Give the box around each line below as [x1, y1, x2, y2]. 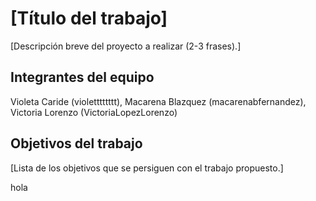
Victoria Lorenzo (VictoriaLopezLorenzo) [10, 106, 178, 118]
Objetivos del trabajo [10, 135, 143, 152]
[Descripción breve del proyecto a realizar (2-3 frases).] [10, 40, 242, 52]
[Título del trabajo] [10, 7, 168, 30]
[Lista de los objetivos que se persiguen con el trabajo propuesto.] [10, 162, 284, 174]
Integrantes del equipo [10, 69, 155, 86]
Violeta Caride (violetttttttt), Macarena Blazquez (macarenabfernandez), [10, 95, 307, 107]
